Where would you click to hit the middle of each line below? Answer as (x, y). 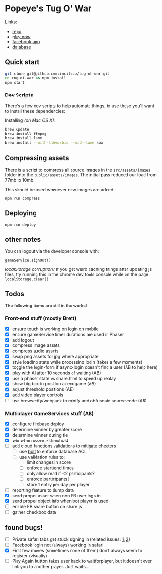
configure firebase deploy (38, 424)
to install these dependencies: (35, 111)
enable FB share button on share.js (47, 506)
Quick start (22, 62)
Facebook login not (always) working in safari (58, 545)
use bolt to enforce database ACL (53, 452)
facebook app (26, 41)
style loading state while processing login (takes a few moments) (77, 362)
